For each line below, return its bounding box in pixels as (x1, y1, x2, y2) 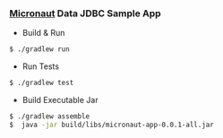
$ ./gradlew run (9, 45, 70, 54)
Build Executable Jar (21, 95, 99, 106)
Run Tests (21, 61, 60, 72)
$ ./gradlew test (9, 79, 74, 88)
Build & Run (21, 28, 65, 39)
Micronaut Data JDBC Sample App (9, 7, 161, 20)
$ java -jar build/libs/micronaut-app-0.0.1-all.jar (9, 120, 215, 129)
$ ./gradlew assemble (9, 112, 90, 121)
